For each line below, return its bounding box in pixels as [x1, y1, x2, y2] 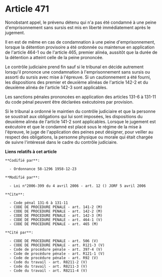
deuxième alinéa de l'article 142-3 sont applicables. [5, 84, 108, 90]
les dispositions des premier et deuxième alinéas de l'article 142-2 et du [5, 79, 148, 85]
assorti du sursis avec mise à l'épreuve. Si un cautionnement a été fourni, [5, 74, 151, 80]
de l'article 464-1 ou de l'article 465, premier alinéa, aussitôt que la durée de [5, 49, 158, 55]
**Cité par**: [5, 230, 34, 235]
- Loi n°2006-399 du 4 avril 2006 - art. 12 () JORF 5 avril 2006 [9, 183, 146, 188]
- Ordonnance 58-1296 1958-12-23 [9, 166, 77, 171]
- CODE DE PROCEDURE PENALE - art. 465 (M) [9, 221, 98, 226]
